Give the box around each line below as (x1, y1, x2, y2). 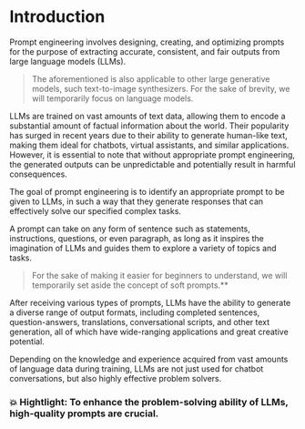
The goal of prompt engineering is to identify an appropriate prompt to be (9, 186, 285, 197)
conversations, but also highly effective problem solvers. (9, 373, 222, 383)
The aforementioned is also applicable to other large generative (31, 73, 270, 84)
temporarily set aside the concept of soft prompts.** (31, 280, 229, 291)
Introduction (9, 6, 106, 27)
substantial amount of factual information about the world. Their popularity (9, 120, 290, 131)
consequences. (9, 169, 68, 179)
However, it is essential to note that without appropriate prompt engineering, (9, 148, 296, 160)
